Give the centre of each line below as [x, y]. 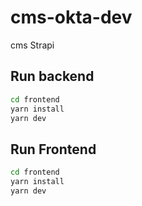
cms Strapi [32, 45]
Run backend [52, 76]
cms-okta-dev [71, 17]
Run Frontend [53, 149]
